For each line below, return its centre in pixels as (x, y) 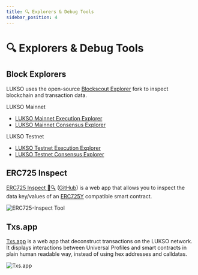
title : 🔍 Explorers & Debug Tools (50, 12)
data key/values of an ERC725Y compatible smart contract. (79, 197)
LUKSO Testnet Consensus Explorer (59, 154)
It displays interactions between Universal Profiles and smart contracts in (97, 248)
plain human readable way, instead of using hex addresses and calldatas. (97, 254)
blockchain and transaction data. (46, 95)
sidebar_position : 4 (32, 17)
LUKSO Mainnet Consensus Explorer (60, 125)
